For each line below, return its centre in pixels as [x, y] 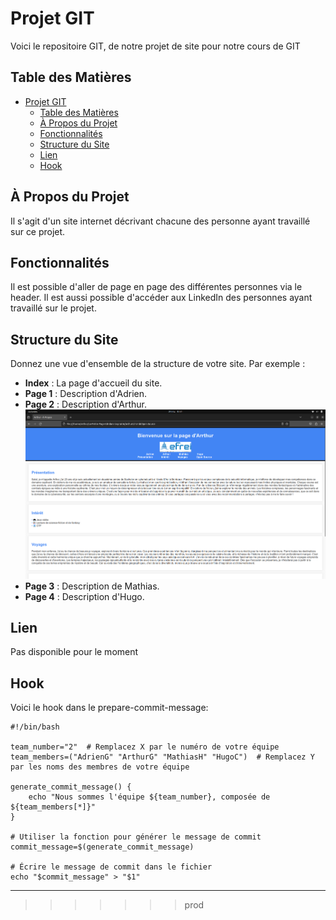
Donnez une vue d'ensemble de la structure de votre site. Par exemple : [158, 364]
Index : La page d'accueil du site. [93, 383]
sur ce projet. [38, 231]
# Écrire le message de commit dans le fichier [111, 867]
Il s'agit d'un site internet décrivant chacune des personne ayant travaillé [160, 221]
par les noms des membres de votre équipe [100, 767]
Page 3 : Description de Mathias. [92, 586]
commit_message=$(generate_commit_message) [102, 847]
